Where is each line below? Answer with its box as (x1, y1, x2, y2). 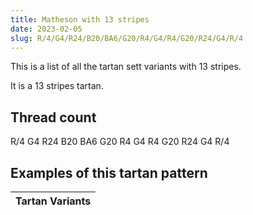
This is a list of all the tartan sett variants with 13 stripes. (10, 61, 242, 73)
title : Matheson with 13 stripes (10, 14, 150, 25)
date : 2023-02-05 (10, 24, 83, 34)
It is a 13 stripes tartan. (10, 80, 104, 92)
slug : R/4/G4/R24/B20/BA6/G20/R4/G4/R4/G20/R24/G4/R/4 (10, 33, 244, 43)
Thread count (10, 109, 97, 126)
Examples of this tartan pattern (10, 164, 208, 181)
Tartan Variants (15, 194, 92, 208)
